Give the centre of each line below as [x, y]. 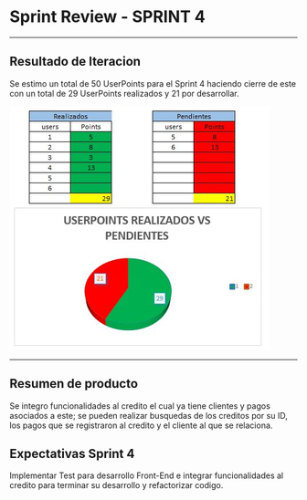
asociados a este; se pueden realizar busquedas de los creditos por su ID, [148, 415]
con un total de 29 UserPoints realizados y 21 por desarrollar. [124, 93]
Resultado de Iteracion [75, 62]
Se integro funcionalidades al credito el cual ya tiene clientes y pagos [140, 406]
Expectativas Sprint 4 [72, 453]
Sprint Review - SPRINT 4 [107, 17]
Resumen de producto [74, 384]
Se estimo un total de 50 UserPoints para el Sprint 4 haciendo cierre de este [153, 83]
